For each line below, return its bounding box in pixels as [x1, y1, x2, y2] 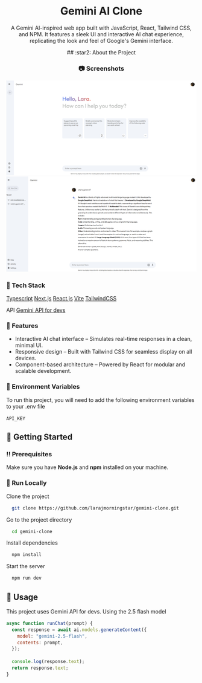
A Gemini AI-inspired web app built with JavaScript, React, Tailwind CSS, [11, 24, 192, 31]
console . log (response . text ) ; [11, 659, 85, 665]
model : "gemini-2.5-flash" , [17, 633, 87, 639]
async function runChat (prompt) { [6, 620, 93, 626]
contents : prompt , [17, 639, 63, 646]
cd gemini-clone [11, 528, 52, 534]
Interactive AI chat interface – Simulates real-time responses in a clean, [14, 335, 192, 343]
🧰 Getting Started [6, 432, 73, 442]
